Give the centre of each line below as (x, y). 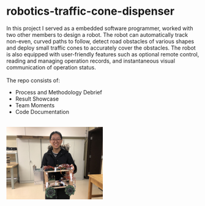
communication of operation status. (51, 67)
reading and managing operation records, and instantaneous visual (91, 61)
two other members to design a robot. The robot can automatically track (97, 34)
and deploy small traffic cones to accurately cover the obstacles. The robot (101, 48)
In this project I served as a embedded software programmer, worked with (100, 28)
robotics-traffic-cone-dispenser (91, 11)
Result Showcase (37, 99)
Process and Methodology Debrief (58, 92)
